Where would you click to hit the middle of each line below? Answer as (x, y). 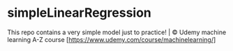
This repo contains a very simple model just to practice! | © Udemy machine (117, 32)
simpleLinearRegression (80, 13)
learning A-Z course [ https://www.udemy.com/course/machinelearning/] (112, 39)
